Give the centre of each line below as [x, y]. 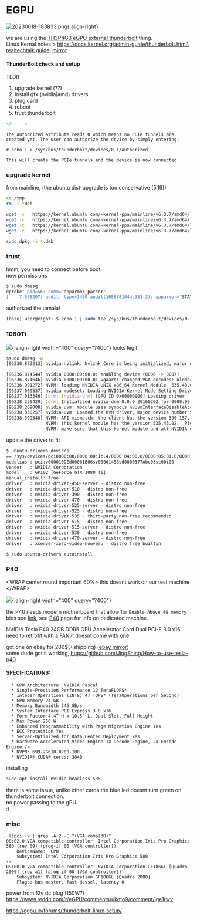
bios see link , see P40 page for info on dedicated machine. [77, 618]
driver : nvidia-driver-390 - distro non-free [67, 494]
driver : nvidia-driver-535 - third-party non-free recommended [89, 516]
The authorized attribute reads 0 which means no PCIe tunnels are [90, 135]
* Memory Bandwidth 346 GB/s [47, 706]
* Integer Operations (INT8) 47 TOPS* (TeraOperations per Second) [96, 696]
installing [17, 768]
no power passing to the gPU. [42, 802]
